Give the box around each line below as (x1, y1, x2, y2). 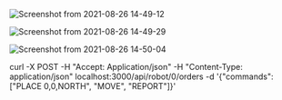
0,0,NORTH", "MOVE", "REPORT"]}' (44, 81, 176, 91)
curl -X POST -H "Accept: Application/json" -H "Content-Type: (9, 62, 243, 72)
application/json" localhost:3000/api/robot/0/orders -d (9, 71, 215, 82)
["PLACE (9, 81, 43, 91)
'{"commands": (216, 71, 274, 82)
